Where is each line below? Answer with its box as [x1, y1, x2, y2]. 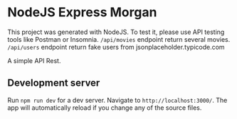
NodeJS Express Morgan [7, 4, 157, 21]
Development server [7, 77, 100, 89]
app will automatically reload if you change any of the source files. [7, 103, 202, 112]
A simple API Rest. [7, 56, 61, 64]
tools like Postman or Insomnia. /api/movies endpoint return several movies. [7, 35, 231, 43]
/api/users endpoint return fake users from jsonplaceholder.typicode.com [7, 42, 226, 51]
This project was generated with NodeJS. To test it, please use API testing [7, 28, 225, 36]
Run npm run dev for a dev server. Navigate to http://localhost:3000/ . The [7, 96, 228, 104]
